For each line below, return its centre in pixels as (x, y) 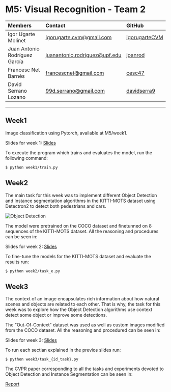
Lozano (17, 97)
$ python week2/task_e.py (33, 271)
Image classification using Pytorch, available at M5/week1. (66, 133)
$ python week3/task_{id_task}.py (42, 359)
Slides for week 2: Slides (31, 246)
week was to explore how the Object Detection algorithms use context (79, 310)
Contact (55, 25)
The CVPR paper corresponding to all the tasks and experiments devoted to (84, 369)
